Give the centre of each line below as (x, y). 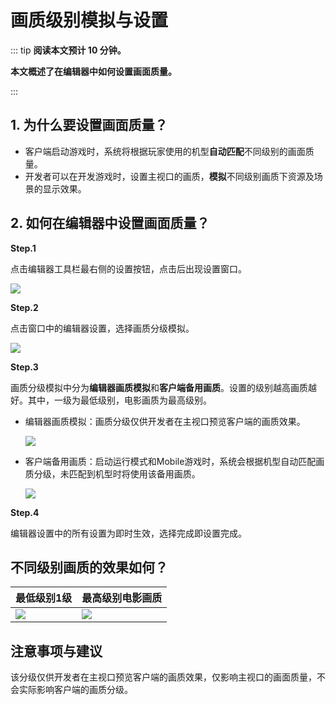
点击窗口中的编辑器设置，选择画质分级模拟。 (102, 328)
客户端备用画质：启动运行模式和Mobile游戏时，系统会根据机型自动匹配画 (174, 461)
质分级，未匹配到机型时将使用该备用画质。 (112, 473)
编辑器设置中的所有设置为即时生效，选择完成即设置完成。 (128, 533)
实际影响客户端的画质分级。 (75, 690)
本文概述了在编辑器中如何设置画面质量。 (93, 71)
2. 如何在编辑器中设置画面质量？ (110, 223)
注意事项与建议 (56, 651)
